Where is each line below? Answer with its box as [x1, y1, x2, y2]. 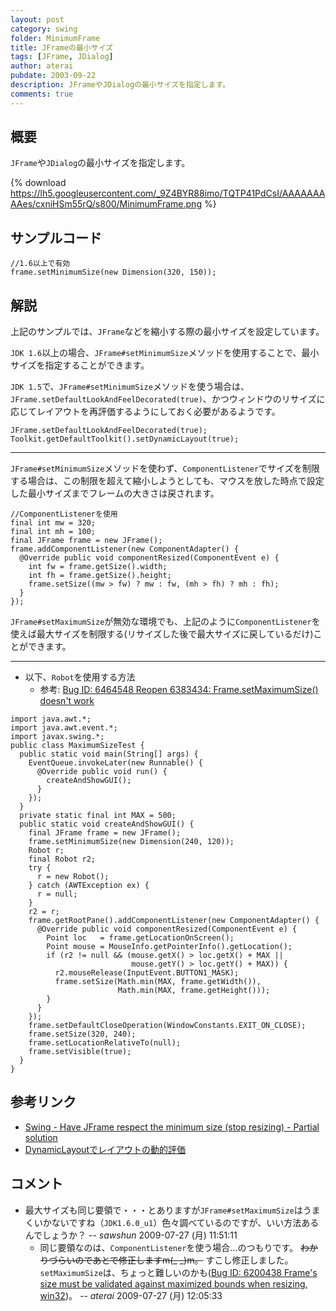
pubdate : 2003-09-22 [10, 71, 97, 81]
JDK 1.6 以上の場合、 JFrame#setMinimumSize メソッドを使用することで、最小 [10, 347, 320, 359]
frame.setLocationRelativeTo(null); [28, 1038, 182, 1048]
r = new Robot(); [36, 872, 110, 882]
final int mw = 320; [10, 518, 97, 528]
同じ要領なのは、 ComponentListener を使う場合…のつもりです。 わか [39, 1241, 318, 1253]
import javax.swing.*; [10, 732, 105, 742]
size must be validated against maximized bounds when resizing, [39, 1277, 308, 1290]
